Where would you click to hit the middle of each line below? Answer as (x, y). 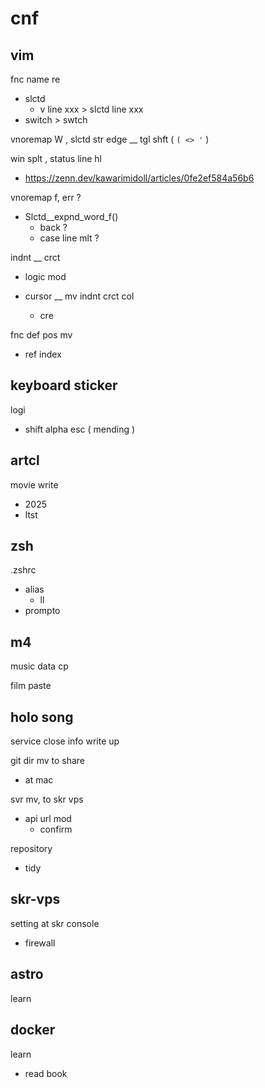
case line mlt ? (69, 238)
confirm (56, 829)
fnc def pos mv (41, 335)
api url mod (48, 819)
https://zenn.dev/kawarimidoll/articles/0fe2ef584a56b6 (139, 178)
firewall (40, 943)
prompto (42, 611)
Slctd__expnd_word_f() (71, 216)
